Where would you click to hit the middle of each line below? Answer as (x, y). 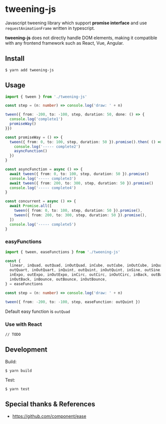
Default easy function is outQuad (38, 311)
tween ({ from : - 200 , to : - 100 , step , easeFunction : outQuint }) (73, 302)
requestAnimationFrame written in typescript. (50, 28)
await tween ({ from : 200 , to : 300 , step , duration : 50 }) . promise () (82, 183)
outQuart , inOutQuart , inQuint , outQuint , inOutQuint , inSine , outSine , (86, 270)
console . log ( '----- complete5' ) (43, 224)
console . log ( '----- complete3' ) (43, 179)
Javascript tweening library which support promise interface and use (76, 23)
